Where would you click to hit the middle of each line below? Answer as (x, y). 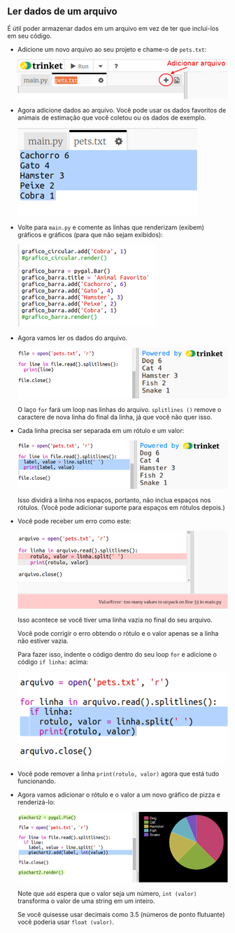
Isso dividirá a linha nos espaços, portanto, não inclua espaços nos (114, 500)
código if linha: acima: (53, 662)
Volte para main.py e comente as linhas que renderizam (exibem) (111, 227)
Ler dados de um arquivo (62, 12)
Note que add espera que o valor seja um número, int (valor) (107, 893)
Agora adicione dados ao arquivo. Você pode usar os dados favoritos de (122, 110)
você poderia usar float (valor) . (66, 922)
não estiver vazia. (43, 641)
